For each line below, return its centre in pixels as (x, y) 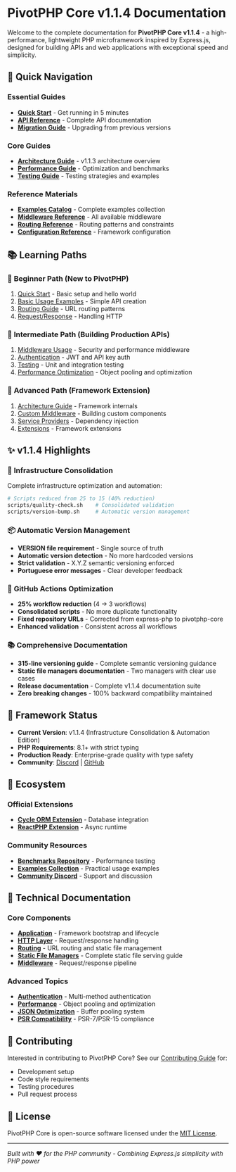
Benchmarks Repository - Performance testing (86, 861)
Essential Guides (37, 97)
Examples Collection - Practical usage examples (88, 868)
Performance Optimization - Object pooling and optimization (105, 372)
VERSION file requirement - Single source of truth (90, 548)
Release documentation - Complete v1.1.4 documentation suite (109, 686)
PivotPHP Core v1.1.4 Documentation (117, 13)
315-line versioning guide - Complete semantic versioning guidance (117, 663)
